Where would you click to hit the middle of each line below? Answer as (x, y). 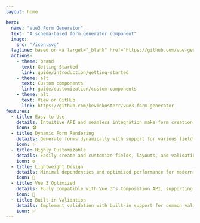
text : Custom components (52, 83)
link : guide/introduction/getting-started (75, 72)
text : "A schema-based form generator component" (74, 33)
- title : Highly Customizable (48, 150)
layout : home (22, 12)
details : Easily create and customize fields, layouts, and (93, 156)
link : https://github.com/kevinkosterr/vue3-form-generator (98, 106)
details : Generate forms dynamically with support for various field (105, 139)
